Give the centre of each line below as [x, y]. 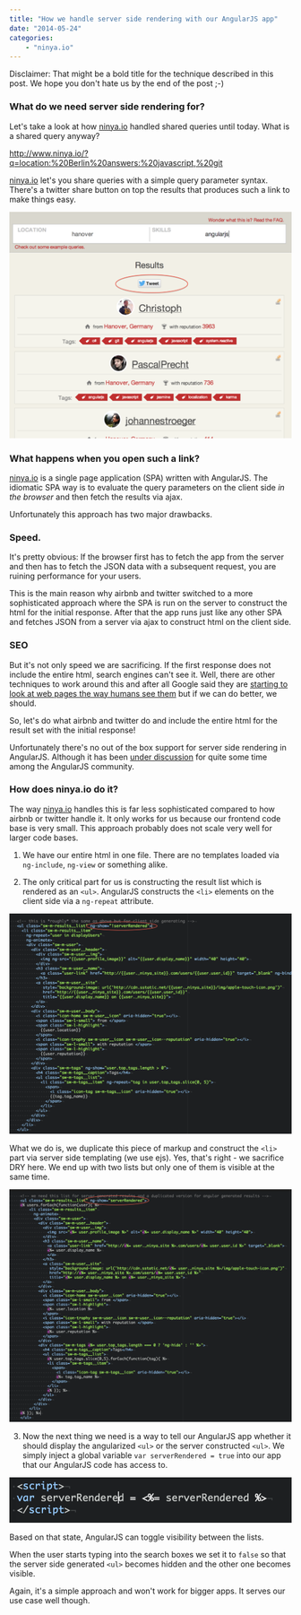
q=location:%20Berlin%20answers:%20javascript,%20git [116, 162]
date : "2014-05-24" [46, 28]
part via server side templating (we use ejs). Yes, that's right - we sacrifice [147, 1158]
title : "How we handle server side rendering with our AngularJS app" [144, 19]
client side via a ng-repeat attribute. [88, 900]
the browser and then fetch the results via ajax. [96, 497]
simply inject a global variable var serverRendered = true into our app [152, 1455]
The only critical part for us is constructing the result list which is [142, 881]
